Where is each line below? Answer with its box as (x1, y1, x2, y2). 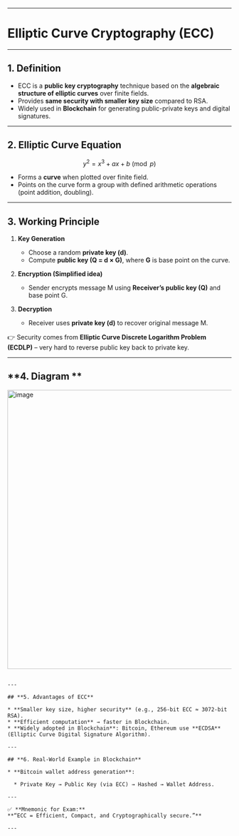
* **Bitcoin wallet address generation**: (7, 768, 135, 775)
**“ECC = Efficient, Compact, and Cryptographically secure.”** (7, 812, 202, 819)
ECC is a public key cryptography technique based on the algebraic (17, 81, 220, 90)
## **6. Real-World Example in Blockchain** (7, 755, 142, 763)
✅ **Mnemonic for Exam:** (7, 805, 85, 813)
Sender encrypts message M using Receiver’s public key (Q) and (28, 283, 221, 292)
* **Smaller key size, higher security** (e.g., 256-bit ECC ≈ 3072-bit (7, 705, 228, 713)
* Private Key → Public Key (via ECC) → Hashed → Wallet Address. (14, 780, 215, 788)
